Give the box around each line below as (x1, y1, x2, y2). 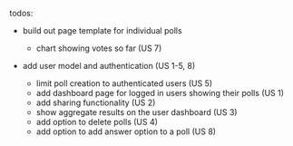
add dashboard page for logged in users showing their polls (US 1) (35, 88, 284, 98)
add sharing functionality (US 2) (35, 97, 156, 108)
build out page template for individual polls (22, 25, 183, 35)
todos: (9, 8, 34, 18)
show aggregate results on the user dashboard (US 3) (35, 107, 238, 117)
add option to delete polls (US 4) (35, 117, 159, 127)
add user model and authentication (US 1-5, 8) (22, 61, 196, 71)
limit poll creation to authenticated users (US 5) (35, 78, 213, 89)
